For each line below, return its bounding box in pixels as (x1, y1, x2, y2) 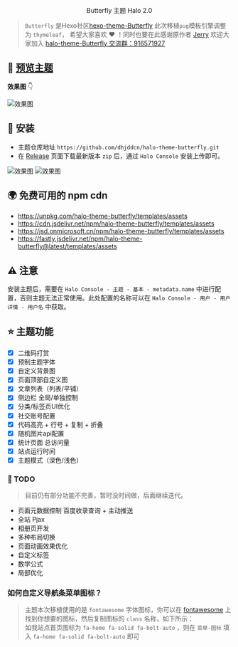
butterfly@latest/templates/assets (17, 242, 117, 251)
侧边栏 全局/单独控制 (17, 394, 78, 402)
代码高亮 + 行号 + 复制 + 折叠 (17, 420, 104, 428)
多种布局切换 (17, 533, 55, 542)
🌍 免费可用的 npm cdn (7, 189, 108, 201)
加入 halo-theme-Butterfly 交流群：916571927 (31, 39, 166, 48)
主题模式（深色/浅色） (17, 456, 83, 464)
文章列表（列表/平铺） (17, 384, 83, 393)
